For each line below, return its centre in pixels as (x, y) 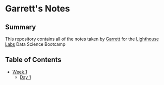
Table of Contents (33, 60)
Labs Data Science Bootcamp (35, 44)
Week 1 (20, 72)
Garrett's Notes (38, 9)
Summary (21, 27)
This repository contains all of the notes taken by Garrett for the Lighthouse (82, 39)
